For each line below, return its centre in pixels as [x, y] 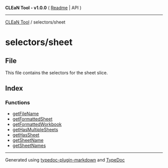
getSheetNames [29, 145]
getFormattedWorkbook [37, 124]
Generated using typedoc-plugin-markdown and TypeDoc [65, 159]
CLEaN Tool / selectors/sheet [35, 22]
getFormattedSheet [32, 119]
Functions [17, 102]
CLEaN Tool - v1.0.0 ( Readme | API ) [43, 8]
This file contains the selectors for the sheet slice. [56, 73]
